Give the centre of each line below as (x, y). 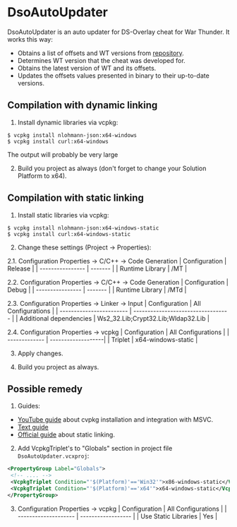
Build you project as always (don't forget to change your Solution (112, 168)
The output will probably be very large (63, 154)
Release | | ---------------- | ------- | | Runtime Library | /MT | (97, 268)
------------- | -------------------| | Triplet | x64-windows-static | (103, 339)
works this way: (30, 39)
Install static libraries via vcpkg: (63, 215)
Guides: (29, 406)
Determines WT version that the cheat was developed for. (101, 60)
